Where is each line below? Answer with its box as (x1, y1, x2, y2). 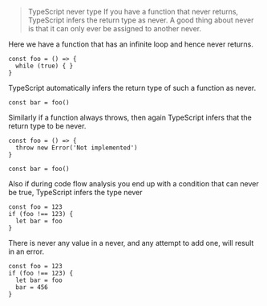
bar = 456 (15, 284, 48, 292)
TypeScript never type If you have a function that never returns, (27, 7, 239, 16)
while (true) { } (15, 62, 74, 70)
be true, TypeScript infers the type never (8, 188, 143, 197)
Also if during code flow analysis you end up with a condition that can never (8, 179, 259, 188)
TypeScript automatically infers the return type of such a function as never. (8, 84, 257, 92)
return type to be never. (8, 121, 87, 131)
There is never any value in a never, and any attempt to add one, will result (8, 239, 254, 247)
